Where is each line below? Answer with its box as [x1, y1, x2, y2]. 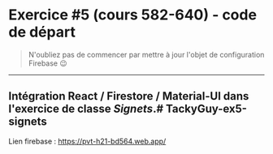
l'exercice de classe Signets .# [8, 102, 164, 116]
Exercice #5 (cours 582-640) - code [8, 6, 258, 24]
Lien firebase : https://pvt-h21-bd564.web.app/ [8, 136, 167, 146]
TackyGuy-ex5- [165, 102, 248, 116]
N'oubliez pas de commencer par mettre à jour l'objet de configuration [28, 49, 265, 59]
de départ [8, 23, 76, 41]
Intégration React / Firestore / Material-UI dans [8, 89, 249, 103]
